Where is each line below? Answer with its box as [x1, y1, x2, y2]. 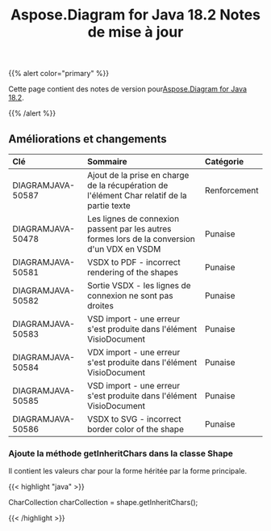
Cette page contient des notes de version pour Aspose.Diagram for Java [8, 84, 248, 94]
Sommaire [87, 156, 127, 167]
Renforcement [204, 185, 259, 196]
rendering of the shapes [87, 267, 179, 278]
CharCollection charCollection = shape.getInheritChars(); [8, 498, 198, 508]
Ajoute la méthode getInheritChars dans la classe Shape [8, 448, 234, 459]
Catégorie [204, 156, 244, 167]
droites [87, 300, 115, 311]
